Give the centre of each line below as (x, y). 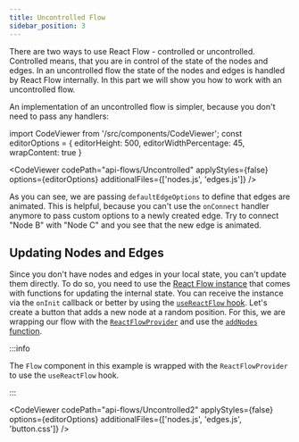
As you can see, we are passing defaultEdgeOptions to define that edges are (150, 196)
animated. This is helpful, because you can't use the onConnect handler (139, 205)
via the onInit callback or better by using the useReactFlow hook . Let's (138, 303)
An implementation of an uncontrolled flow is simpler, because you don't (142, 106)
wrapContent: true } (46, 152)
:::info (20, 348)
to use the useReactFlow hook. (64, 375)
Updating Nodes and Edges (87, 252)
